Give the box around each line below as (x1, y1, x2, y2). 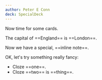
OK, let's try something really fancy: (5, 54, 79, 60)
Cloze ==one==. (12, 64, 46, 70)
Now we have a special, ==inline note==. (5, 44, 89, 50)
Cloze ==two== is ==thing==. (12, 69, 74, 75)
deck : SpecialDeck (5, 12, 43, 17)
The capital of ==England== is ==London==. (5, 35, 97, 41)
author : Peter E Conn (5, 7, 50, 12)
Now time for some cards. (5, 25, 58, 31)
